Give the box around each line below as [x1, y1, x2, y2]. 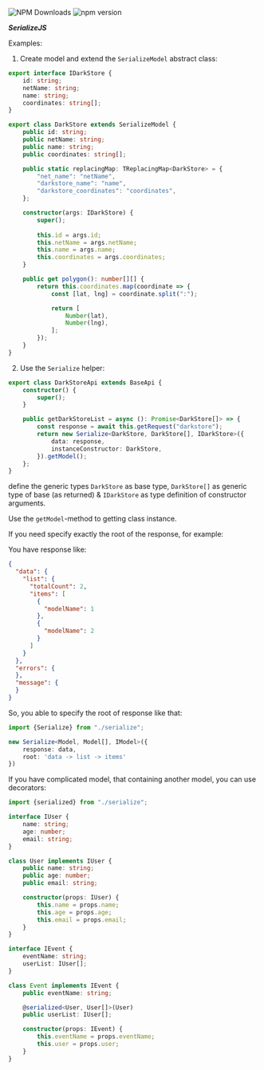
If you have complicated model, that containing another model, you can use [8, 774, 257, 785]
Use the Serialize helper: [19, 363, 105, 372]
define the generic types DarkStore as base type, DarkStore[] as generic [8, 482, 247, 491]
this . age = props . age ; [37, 908, 112, 916]
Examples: [8, 38, 42, 48]
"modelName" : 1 [43, 604, 94, 613]
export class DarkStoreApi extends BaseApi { [8, 379, 162, 387]
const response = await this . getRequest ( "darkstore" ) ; [37, 423, 223, 431]
